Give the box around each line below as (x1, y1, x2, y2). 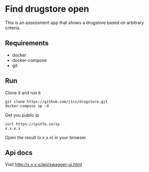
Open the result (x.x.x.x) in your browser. (5, 134, 87, 140)
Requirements (5, 39, 49, 48)
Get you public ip (5, 112, 39, 118)
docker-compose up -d (5, 103, 49, 108)
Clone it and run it (5, 90, 41, 96)
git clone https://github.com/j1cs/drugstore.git (5, 99, 108, 104)
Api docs (5, 148, 33, 157)
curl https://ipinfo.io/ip (5, 122, 60, 126)
